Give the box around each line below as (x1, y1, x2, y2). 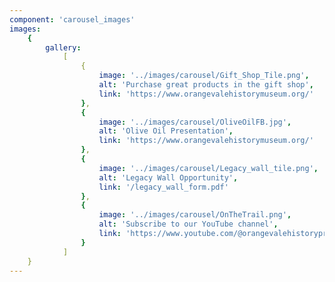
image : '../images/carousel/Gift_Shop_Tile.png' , (98, 71, 310, 81)
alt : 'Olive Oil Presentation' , (98, 126, 234, 136)
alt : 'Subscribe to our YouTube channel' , (98, 219, 279, 230)
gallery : (45, 42, 82, 53)
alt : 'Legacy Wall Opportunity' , (98, 172, 239, 183)
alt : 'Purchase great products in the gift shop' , (98, 80, 314, 90)
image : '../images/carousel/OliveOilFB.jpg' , (98, 117, 292, 127)
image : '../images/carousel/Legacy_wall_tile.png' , (98, 163, 319, 173)
